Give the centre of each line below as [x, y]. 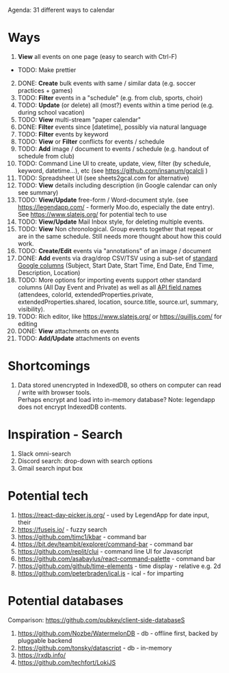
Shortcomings [49, 366]
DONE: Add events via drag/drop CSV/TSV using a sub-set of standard [118, 258]
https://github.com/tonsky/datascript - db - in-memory [95, 648]
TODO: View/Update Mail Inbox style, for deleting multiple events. [111, 222]
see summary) [38, 192]
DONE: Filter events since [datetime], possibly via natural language [112, 127]
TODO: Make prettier [47, 70]
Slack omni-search [44, 453]
